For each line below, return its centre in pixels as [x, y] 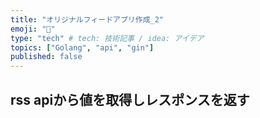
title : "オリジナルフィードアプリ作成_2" [87, 19]
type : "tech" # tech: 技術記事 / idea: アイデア [107, 38]
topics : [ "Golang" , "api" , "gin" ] [82, 47]
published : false [46, 57]
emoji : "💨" [33, 29]
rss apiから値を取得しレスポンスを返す [130, 99]
